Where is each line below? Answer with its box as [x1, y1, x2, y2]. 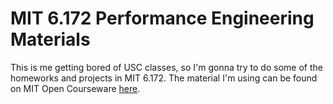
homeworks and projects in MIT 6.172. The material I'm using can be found [10, 72, 318, 84]
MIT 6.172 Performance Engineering [10, 7, 315, 30]
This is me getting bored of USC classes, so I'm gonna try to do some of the [10, 61, 323, 73]
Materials [10, 28, 91, 51]
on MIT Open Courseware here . [10, 82, 141, 94]
